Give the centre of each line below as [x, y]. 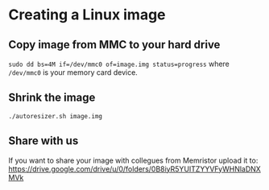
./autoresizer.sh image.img [56, 116]
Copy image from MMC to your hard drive [114, 45]
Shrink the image [52, 98]
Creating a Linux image [87, 15]
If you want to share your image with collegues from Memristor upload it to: [133, 160]
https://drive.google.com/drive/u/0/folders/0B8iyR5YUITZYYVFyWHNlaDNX [135, 169]
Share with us [43, 141]
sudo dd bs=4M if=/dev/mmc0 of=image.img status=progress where [119, 64]
